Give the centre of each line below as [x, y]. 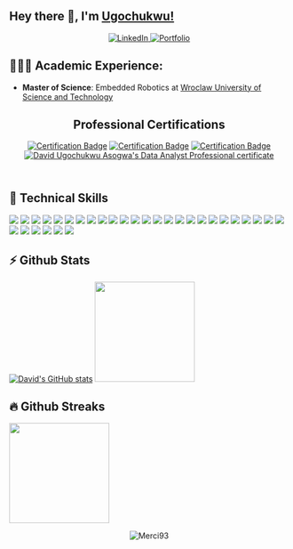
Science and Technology [67, 97]
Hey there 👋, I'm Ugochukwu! [92, 16]
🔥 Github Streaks [57, 407]
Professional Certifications [149, 125]
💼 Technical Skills [59, 198]
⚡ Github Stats [50, 260]
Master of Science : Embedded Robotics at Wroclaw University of [142, 87]
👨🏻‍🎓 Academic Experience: [86, 66]
